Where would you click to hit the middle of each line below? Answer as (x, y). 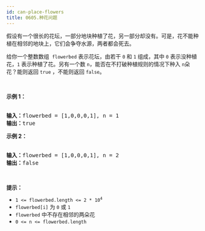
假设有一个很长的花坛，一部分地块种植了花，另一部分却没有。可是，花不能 (100, 36)
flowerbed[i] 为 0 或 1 (43, 207)
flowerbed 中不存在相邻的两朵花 (55, 215)
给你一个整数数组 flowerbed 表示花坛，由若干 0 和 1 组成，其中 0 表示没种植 (102, 56)
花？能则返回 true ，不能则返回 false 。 (56, 71)
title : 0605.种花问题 (32, 18)
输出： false (23, 163)
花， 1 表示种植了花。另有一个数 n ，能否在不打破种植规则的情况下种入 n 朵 (98, 64)
